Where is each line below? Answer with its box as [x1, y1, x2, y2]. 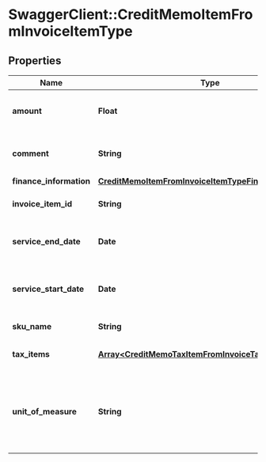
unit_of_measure [12, 406, 77, 417]
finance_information [12, 176, 91, 187]
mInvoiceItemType [8, 22, 133, 40]
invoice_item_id [12, 199, 73, 209]
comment [12, 148, 49, 159]
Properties [8, 54, 62, 67]
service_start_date [12, 283, 85, 294]
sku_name [12, 321, 52, 331]
